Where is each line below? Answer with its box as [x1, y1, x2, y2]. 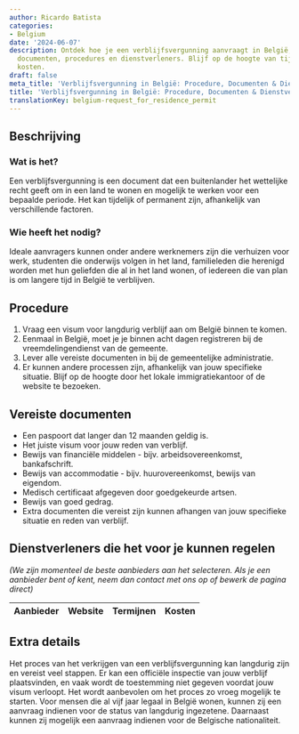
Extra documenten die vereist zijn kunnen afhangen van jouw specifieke [21, 505, 287, 516]
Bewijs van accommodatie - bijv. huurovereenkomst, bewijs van [21, 468, 256, 479]
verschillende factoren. [9, 204, 94, 214]
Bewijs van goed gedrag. [21, 496, 114, 507]
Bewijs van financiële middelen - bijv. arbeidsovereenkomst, [21, 448, 243, 459]
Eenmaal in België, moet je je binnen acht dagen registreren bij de [21, 334, 263, 344]
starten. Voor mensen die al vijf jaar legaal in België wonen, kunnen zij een [9, 696, 282, 706]
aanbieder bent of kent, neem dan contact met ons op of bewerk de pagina [9, 574, 287, 585]
